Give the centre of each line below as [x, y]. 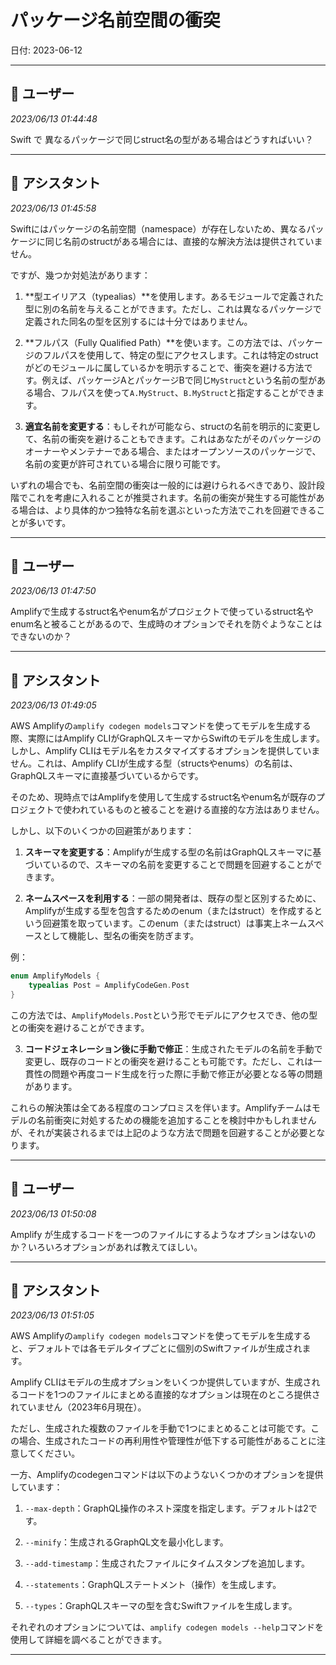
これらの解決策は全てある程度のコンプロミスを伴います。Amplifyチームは [161, 1107]
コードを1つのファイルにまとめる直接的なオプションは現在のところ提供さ [169, 1395]
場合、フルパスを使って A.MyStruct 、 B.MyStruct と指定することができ [175, 392]
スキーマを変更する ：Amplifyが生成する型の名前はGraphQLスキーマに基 [173, 852]
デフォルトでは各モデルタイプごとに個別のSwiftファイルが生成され [165, 1348]
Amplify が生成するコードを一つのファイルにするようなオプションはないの [163, 1234]
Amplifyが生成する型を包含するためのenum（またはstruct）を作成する [169, 911]
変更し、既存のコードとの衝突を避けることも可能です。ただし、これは [169, 1061]
